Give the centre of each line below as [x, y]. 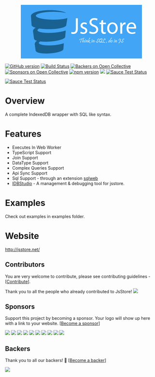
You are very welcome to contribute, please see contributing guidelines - [78, 276]
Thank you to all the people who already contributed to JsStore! [69, 291]
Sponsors [20, 306]
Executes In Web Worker [37, 147]
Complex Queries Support [38, 168]
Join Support [25, 157]
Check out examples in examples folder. [45, 216]
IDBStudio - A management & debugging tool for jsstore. [68, 183]
